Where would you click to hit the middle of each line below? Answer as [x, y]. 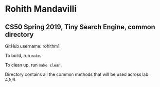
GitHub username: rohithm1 [32, 46]
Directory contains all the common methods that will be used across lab [77, 74]
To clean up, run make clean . [34, 65]
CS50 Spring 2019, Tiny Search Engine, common [80, 27]
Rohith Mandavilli [41, 9]
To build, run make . [23, 55]
